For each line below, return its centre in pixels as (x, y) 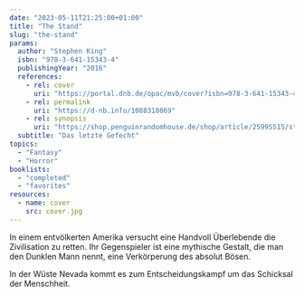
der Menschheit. (40, 283)
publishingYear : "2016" (62, 69)
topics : (24, 144)
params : (24, 43)
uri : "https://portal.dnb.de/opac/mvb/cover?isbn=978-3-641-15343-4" (167, 93)
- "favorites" (44, 186)
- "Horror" (38, 161)
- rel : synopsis (57, 119)
